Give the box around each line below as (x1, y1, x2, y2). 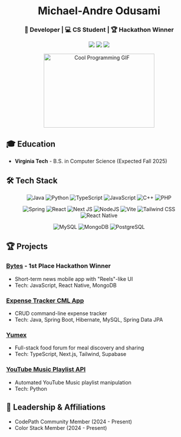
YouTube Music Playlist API (6, 365, 86, 374)
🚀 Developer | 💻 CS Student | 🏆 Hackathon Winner (24, 25, 174, 34)
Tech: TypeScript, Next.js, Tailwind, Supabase (14, 351, 127, 358)
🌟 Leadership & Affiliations (6, 402, 106, 412)
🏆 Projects (6, 241, 48, 251)
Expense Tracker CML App (6, 296, 84, 305)
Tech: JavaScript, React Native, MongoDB (14, 281, 117, 289)
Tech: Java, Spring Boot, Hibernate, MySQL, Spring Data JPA (14, 316, 163, 323)
